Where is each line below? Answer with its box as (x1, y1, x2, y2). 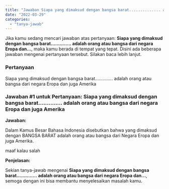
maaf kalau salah (5, 147, 40, 154)
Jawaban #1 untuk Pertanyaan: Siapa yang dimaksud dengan (5, 93, 157, 100)
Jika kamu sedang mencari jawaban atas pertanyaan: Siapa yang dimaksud (5, 35, 163, 41)
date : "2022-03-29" (5, 12, 46, 17)
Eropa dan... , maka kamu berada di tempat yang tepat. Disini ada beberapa (5, 46, 161, 52)
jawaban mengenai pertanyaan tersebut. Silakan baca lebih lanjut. (5, 51, 142, 57)
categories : (5, 17, 30, 22)
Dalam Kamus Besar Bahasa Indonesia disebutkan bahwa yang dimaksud (5, 127, 157, 133)
